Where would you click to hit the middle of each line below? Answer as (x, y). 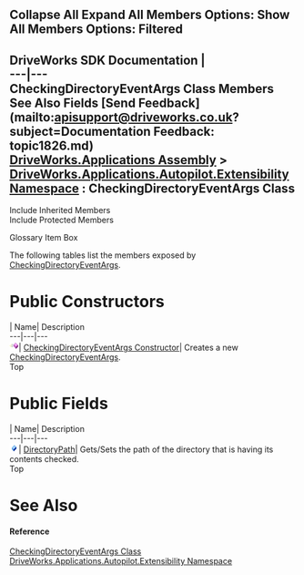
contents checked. (44, 459)
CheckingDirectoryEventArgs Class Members (142, 89)
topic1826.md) (51, 145)
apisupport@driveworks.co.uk (143, 117)
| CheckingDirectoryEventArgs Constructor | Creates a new (128, 348)
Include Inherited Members (60, 210)
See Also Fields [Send (73, 103)
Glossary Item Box (44, 238)
